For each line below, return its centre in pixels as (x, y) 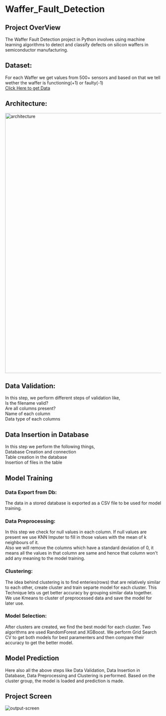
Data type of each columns (33, 419)
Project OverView (33, 28)
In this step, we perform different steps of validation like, (63, 398)
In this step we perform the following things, (50, 447)
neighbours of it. (22, 543)
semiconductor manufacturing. (37, 50)
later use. (15, 603)
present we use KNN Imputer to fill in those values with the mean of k (76, 537)
